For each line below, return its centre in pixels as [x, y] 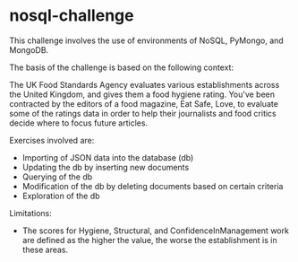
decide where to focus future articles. [79, 123]
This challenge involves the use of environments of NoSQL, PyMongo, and [146, 40]
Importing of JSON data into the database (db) [108, 157]
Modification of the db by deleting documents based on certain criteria [153, 186]
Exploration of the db [61, 196]
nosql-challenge [72, 16]
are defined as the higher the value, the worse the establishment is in [149, 240]
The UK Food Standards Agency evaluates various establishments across [145, 84]
